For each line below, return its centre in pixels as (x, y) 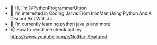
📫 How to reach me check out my (46, 30)
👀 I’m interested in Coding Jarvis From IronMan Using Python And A (81, 13)
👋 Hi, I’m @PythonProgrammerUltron (49, 8)
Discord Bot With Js (31, 18)
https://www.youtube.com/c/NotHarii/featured (58, 37)
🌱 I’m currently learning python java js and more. (61, 24)
